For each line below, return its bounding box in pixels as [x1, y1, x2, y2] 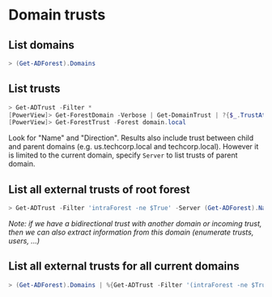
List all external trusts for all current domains [8, 260, 240, 273]
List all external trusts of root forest [8, 183, 190, 196]
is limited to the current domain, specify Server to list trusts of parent [8, 150, 238, 160]
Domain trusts [8, 6, 106, 24]
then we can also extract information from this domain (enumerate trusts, [8, 227, 254, 237]
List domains [8, 38, 74, 52]
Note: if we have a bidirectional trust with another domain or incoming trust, [8, 219, 262, 228]
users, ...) [8, 236, 40, 245]
